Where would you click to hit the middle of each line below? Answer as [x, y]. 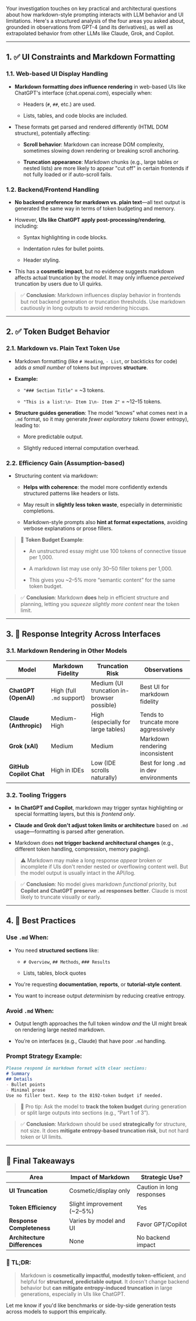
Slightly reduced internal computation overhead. [81, 448]
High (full [63, 690]
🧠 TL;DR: [19, 1262]
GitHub [19, 766]
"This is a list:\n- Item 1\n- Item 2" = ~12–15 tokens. [92, 401]
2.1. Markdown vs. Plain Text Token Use [63, 349]
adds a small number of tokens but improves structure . [81, 367]
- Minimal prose [26, 1090]
